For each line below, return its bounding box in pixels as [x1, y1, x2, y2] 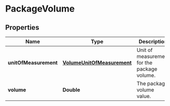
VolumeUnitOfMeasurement [62, 59, 132, 66]
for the [136, 59, 153, 66]
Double [62, 86, 80, 93]
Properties [5, 23, 39, 32]
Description [138, 38, 168, 45]
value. [136, 93, 151, 99]
